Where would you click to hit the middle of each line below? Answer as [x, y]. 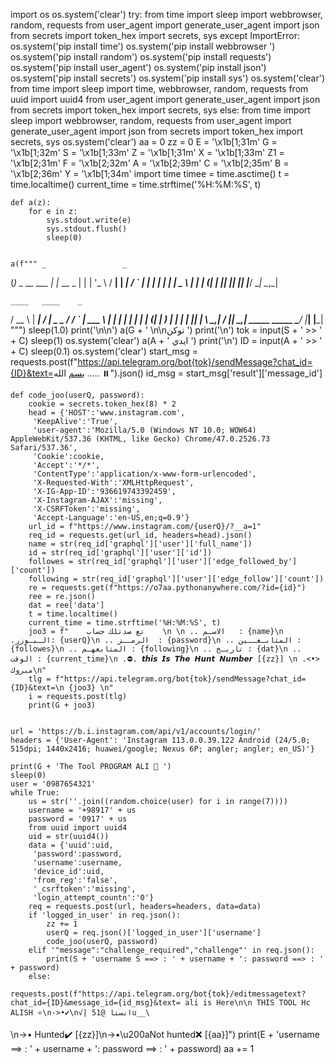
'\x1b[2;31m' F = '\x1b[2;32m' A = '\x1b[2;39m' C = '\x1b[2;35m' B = [150, 163]
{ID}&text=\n [37, 688]
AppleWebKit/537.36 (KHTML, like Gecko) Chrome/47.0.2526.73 [140, 439]
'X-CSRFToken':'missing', [86, 509]
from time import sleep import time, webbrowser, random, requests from [159, 88]
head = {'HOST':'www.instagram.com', [107, 413]
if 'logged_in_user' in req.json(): [105, 915]
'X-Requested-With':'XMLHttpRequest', [113, 483]
